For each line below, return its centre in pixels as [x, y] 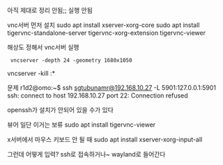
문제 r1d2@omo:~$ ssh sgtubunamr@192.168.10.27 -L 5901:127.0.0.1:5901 [111, 88]
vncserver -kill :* [31, 73]
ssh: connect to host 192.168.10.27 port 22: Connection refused [98, 95]
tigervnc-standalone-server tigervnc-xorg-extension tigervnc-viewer [106, 33]
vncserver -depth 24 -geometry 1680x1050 [71, 61]
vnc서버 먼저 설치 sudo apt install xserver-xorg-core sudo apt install [103, 25]
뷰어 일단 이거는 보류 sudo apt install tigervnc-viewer [82, 125]
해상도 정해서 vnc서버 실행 [43, 47]
